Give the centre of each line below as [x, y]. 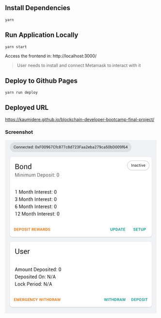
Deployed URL [27, 108]
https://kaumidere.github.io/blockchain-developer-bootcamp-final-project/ [80, 119]
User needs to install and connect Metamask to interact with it [79, 66]
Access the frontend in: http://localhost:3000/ [51, 56]
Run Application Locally [42, 35]
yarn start [16, 47]
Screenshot [19, 132]
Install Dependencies [38, 8]
